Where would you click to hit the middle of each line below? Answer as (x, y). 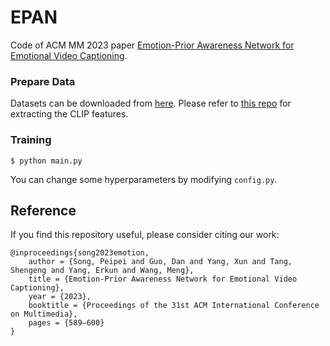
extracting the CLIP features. (69, 114)
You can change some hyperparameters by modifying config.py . (144, 179)
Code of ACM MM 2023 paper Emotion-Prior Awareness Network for (152, 45)
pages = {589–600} (66, 323)
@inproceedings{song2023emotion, (80, 253)
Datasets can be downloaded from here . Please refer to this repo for (151, 103)
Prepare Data (43, 81)
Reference (43, 210)
